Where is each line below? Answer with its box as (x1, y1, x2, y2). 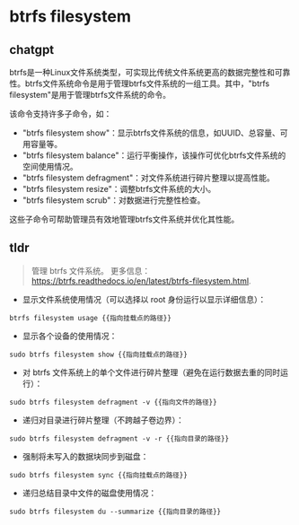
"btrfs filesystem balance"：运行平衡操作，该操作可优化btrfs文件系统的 (22, 150, 286, 161)
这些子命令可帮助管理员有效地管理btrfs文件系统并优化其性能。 (9, 214, 240, 224)
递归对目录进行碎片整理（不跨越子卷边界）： (22, 415, 184, 425)
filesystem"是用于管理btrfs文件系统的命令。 (9, 90, 171, 100)
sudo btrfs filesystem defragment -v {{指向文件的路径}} (9, 398, 217, 407)
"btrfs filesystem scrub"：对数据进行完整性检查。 (22, 195, 206, 206)
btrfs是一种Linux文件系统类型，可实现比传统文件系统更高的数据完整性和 (9, 67, 276, 77)
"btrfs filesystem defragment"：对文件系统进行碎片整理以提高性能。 (22, 172, 276, 183)
